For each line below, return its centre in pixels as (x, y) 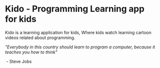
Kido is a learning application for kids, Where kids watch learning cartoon (78, 32)
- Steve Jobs (19, 61)
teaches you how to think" (31, 52)
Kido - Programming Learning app (75, 9)
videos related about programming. (40, 38)
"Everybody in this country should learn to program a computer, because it (80, 47)
